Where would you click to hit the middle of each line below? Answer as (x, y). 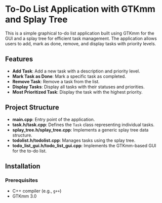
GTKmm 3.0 (24, 196)
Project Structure (32, 108)
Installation (23, 166)
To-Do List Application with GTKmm (80, 9)
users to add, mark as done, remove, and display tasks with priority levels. (81, 43)
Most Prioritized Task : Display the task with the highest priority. (77, 92)
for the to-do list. (29, 151)
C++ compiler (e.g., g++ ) (37, 191)
